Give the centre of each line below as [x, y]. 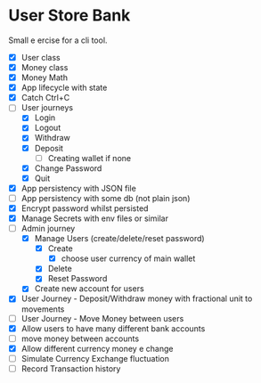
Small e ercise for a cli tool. [58, 40]
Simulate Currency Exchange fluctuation [95, 358]
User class [41, 57]
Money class [45, 67]
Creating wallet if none [89, 158]
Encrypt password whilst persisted [85, 208]
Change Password [68, 168]
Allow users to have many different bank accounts [113, 328]
